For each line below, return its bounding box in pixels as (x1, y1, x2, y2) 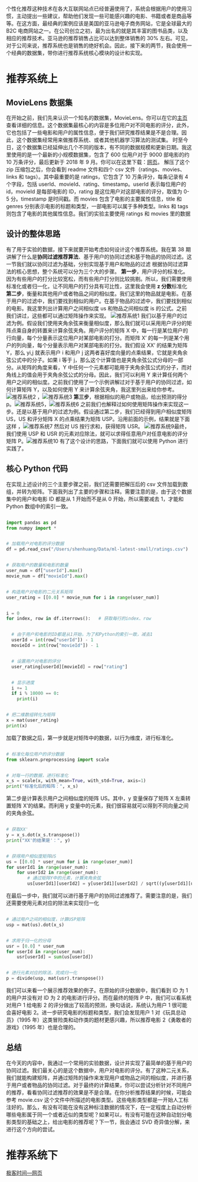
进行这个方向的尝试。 (6, 1125, 58, 1132)
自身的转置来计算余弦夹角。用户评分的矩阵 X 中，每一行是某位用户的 (21, 327, 189, 334)
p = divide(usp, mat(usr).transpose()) (6, 976, 104, 981)
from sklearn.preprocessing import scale (6, 757, 110, 763)
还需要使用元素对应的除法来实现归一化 (6, 899, 99, 907)
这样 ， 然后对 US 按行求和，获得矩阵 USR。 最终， (6, 422, 190, 429)
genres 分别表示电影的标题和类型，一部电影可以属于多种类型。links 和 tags (6, 203, 189, 209)
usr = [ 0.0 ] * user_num (6, 943, 65, 949)
